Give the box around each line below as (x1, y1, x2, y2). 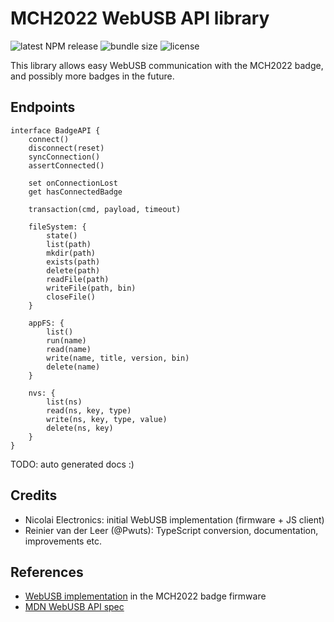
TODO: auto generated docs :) (10, 458, 135, 470)
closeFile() (46, 292, 97, 302)
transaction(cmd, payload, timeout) (28, 204, 182, 214)
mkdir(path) (46, 248, 97, 258)
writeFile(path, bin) (46, 283, 137, 293)
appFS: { (28, 318, 65, 328)
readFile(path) (46, 274, 110, 284)
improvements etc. (24, 535, 103, 547)
